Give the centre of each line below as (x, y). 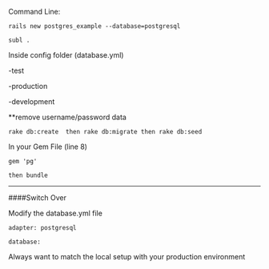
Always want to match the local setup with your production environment (127, 257)
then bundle (28, 175)
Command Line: (34, 12)
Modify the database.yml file (55, 213)
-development (32, 102)
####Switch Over (37, 198)
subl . (19, 40)
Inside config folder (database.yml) (66, 55)
